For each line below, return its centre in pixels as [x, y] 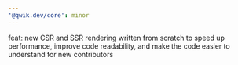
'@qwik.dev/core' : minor [49, 15]
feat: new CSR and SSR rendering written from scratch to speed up [117, 38]
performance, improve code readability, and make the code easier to [119, 46]
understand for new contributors [61, 54]
